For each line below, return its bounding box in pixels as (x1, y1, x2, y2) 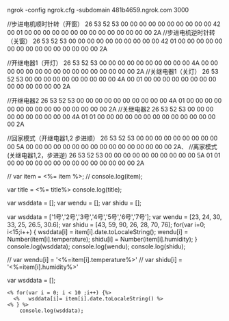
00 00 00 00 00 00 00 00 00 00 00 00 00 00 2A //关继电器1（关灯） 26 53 (7, 68, 219, 75)
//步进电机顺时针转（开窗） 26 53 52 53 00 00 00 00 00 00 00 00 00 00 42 (7, 20, 221, 28)
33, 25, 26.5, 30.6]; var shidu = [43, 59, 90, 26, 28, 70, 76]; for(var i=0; (7, 220, 206, 229)
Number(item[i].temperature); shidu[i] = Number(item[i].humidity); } (7, 235, 198, 243)
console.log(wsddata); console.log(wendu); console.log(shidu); (7, 242, 186, 251)
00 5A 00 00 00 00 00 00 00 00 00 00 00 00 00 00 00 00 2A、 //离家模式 (7, 143, 217, 151)
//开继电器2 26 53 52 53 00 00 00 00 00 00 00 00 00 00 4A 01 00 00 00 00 (7, 97, 222, 105)
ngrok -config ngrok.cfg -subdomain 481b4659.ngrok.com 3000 (7, 6, 189, 14)
